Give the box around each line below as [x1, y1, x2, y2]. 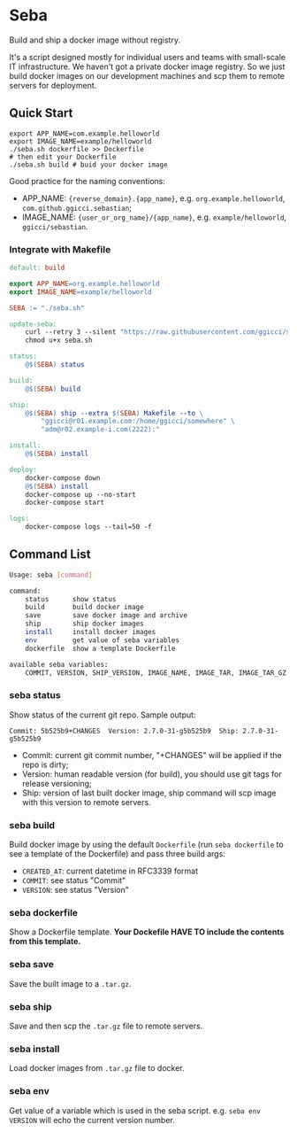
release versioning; [21, 778, 92, 788]
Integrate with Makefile [9, 243, 111, 255]
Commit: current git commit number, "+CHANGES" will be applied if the [21, 749, 283, 760]
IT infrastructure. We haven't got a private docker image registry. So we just [9, 61, 286, 72]
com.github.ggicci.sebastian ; [21, 202, 133, 213]
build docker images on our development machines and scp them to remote [9, 70, 286, 81]
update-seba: [9, 320, 57, 329]
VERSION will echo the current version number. [9, 1114, 175, 1125]
